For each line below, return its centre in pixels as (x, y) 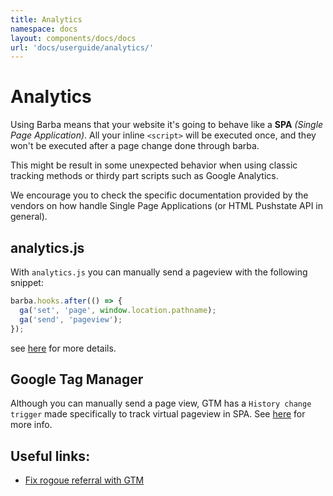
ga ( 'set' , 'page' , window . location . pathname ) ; (118, 310)
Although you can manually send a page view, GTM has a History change (161, 403)
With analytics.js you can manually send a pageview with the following (159, 272)
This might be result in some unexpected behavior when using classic (154, 165)
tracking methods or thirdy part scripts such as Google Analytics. (144, 176)
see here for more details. (63, 348)
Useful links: (50, 456)
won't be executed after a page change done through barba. (135, 146)
